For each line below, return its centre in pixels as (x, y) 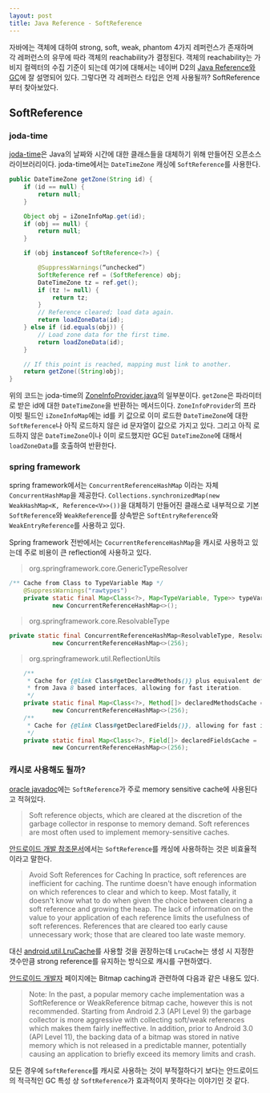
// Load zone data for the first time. (105, 335)
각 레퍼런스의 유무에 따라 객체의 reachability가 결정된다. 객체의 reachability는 (131, 57)
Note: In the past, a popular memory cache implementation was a (137, 994)
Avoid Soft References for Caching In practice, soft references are (137, 875)
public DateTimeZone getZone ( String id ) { (81, 180)
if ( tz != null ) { (69, 290)
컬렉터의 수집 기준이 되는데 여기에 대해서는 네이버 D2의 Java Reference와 (139, 67)
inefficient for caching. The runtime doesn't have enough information (143, 883)
